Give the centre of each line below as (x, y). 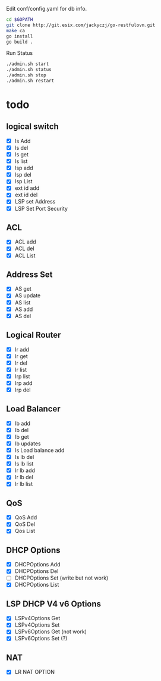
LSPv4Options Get (37, 618)
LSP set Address (35, 202)
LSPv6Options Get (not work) (51, 631)
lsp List (23, 181)
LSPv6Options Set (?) (41, 639)
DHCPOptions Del (37, 571)
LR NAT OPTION (35, 672)
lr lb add (25, 470)
